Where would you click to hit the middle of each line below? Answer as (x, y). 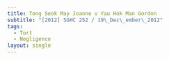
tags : (15, 26)
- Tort (23, 33)
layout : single (29, 46)
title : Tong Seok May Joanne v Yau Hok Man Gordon (82, 13)
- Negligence (32, 39)
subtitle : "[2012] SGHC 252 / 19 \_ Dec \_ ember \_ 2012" (85, 20)
